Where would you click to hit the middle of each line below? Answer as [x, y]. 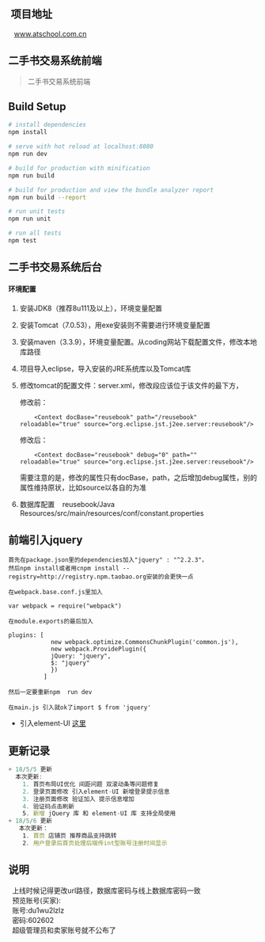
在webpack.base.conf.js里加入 [55, 593]
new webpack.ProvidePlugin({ [98, 649]
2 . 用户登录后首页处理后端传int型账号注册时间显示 [95, 843]
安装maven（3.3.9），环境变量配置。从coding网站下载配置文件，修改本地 [138, 341]
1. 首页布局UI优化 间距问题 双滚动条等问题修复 [91, 784]
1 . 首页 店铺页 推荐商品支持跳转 [70, 836]
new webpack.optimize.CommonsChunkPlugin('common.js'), [144, 643]
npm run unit [30, 219]
